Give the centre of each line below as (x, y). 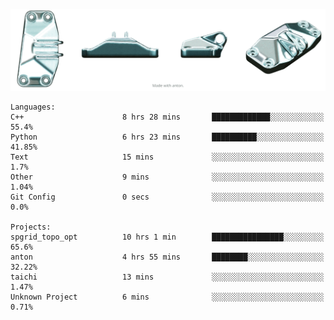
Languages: (33, 107)
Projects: (31, 227)
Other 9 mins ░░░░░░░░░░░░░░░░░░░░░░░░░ (167, 177)
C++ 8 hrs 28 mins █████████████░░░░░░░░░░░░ (167, 117)
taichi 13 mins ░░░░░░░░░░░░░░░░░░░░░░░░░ (167, 277)
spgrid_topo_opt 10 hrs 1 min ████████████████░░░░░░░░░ (167, 237)
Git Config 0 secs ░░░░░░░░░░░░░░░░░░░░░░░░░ (167, 197)
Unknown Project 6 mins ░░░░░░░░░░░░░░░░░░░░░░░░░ (167, 297)
